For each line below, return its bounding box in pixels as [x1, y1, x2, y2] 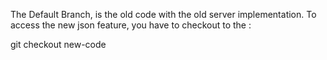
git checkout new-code [10, 39, 107, 50]
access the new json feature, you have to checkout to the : [10, 19, 252, 31]
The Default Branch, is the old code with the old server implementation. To [10, 9, 317, 20]
